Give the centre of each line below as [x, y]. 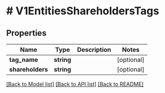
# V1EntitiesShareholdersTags [83, 11]
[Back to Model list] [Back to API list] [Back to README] [75, 84]
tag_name [24, 60]
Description [94, 50]
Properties [26, 33]
